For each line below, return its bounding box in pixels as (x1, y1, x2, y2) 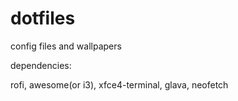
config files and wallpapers (10, 40, 122, 52)
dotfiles (10, 7, 76, 30)
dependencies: (10, 59, 72, 71)
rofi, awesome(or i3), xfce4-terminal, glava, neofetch (10, 78, 229, 91)
